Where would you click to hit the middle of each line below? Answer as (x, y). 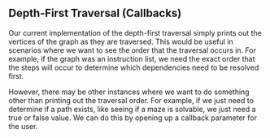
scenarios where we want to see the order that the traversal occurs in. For (132, 50)
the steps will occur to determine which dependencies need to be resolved (134, 67)
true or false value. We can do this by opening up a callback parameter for (133, 118)
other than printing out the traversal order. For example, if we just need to (131, 100)
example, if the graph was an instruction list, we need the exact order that (132, 58)
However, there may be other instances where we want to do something (129, 92)
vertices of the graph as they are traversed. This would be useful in (121, 41)
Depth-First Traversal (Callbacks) (95, 13)
